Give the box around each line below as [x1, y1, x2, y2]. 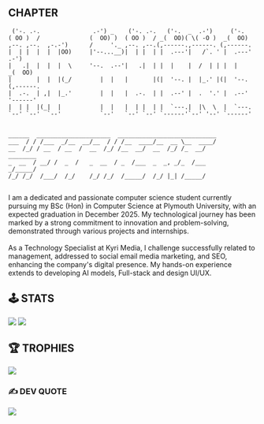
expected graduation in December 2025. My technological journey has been [8, 209, 256, 219]
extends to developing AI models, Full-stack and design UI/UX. [8, 268, 212, 277]
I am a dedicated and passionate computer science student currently [8, 192, 232, 202]
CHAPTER [8, 6, 59, 20]
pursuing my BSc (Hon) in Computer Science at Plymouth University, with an [8, 201, 257, 210]
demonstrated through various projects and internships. [8, 226, 189, 236]
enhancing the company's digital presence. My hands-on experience [8, 259, 232, 269]
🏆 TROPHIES [8, 342, 75, 355]
